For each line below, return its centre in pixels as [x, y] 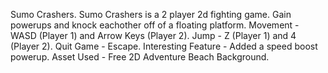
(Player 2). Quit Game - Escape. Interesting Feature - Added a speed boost [164, 46]
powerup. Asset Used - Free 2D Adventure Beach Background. [140, 57]
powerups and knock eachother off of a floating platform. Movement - [155, 25]
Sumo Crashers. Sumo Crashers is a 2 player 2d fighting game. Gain [151, 14]
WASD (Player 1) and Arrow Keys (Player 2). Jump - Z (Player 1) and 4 [153, 35]
